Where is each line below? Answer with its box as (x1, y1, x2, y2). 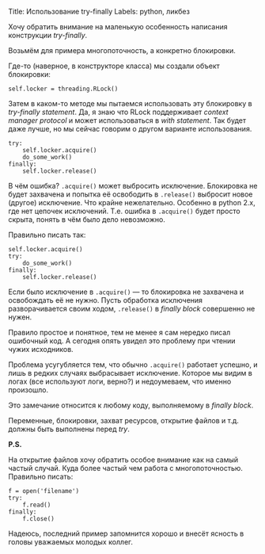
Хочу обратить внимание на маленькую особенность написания (8, 22, 228, 31)
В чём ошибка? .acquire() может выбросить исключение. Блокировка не (8, 181, 258, 190)
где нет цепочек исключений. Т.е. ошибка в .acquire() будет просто (8, 206, 240, 216)
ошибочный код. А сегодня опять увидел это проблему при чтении (8, 336, 236, 346)
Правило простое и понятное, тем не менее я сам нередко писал (8, 328, 231, 337)
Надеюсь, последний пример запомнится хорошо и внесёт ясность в (8, 529, 244, 538)
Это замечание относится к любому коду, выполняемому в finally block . (8, 400, 254, 410)
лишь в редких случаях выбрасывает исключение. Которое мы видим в (8, 369, 253, 377)
